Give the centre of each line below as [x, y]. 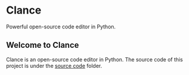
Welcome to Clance [43, 45]
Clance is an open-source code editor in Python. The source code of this [94, 59]
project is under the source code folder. [54, 66]
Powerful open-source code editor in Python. [61, 27]
